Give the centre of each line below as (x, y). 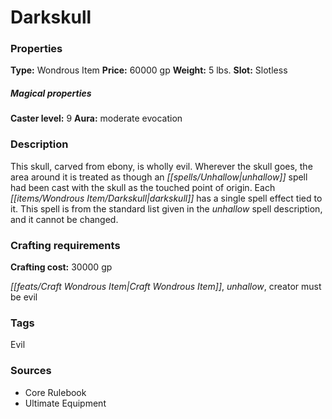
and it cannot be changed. (64, 219)
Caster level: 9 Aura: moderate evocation (96, 118)
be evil (24, 297)
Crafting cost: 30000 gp (61, 267)
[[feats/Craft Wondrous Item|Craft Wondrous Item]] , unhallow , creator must (166, 287)
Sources (31, 371)
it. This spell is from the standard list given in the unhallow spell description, (166, 208)
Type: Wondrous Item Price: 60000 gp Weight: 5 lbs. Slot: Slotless (149, 70)
